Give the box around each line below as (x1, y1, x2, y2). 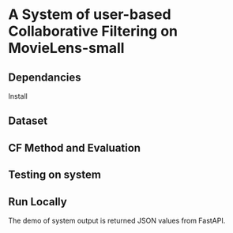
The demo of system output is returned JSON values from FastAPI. (8, 216, 226, 225)
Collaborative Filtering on (8, 22, 178, 40)
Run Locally (8, 195, 67, 209)
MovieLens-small (8, 39, 125, 57)
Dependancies (8, 70, 81, 84)
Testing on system (8, 168, 101, 182)
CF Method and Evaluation (8, 141, 141, 155)
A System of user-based (8, 6, 171, 24)
